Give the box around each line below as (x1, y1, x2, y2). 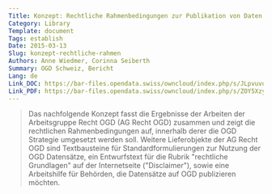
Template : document (8, 27, 74, 35)
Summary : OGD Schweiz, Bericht (8, 65, 114, 73)
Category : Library (8, 19, 70, 27)
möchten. (28, 178, 61, 188)
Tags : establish (8, 34, 63, 43)
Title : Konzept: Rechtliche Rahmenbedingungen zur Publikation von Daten (8, 11, 263, 20)
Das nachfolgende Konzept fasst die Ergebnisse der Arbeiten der (28, 109, 245, 119)
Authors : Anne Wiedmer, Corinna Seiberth (8, 57, 151, 65)
